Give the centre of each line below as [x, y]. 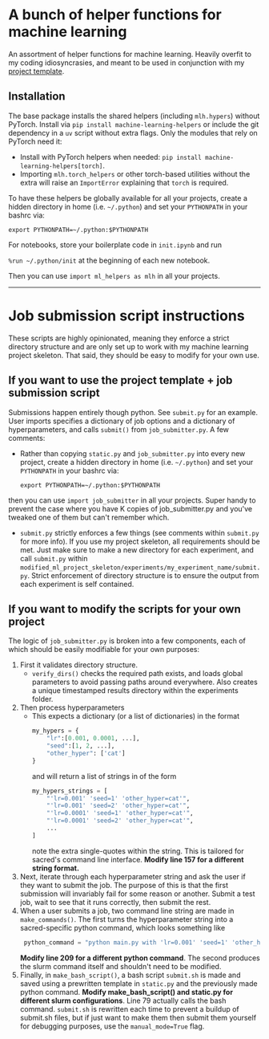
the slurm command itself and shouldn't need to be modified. [120, 966]
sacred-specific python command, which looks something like [122, 927]
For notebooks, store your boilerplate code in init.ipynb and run [115, 244]
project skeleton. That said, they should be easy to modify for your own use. [134, 355]
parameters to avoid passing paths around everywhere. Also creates [145, 682]
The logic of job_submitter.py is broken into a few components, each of [127, 641]
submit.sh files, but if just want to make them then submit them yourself [138, 1017]
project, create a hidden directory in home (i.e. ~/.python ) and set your [137, 462]
